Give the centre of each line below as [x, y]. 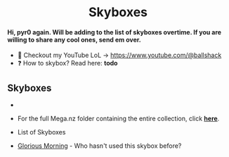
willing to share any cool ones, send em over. [74, 39]
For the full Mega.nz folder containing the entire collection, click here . [118, 119]
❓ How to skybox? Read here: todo [67, 63]
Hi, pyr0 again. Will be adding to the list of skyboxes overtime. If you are [115, 32]
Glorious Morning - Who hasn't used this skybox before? [99, 146]
